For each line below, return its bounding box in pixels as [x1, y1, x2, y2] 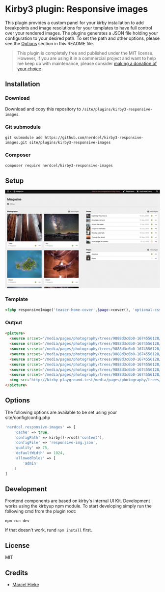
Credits [5, 568, 28, 577]
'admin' [23, 461, 38, 466]
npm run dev [5, 518, 29, 524]
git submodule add [5, 135, 43, 140]
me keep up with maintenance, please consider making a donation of [17, 60, 157, 66]
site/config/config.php [5, 414, 51, 421]
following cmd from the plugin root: [5, 508, 77, 514]
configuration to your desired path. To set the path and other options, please [5, 35, 160, 41]
